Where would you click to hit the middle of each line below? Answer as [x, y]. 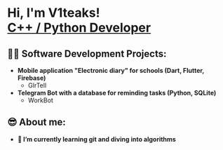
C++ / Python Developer [79, 28]
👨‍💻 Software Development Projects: [87, 54]
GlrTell [37, 85]
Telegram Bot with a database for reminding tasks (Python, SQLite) [117, 93]
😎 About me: [37, 122]
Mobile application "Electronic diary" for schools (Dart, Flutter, [111, 70]
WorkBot [41, 100]
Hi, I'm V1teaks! [54, 13]
